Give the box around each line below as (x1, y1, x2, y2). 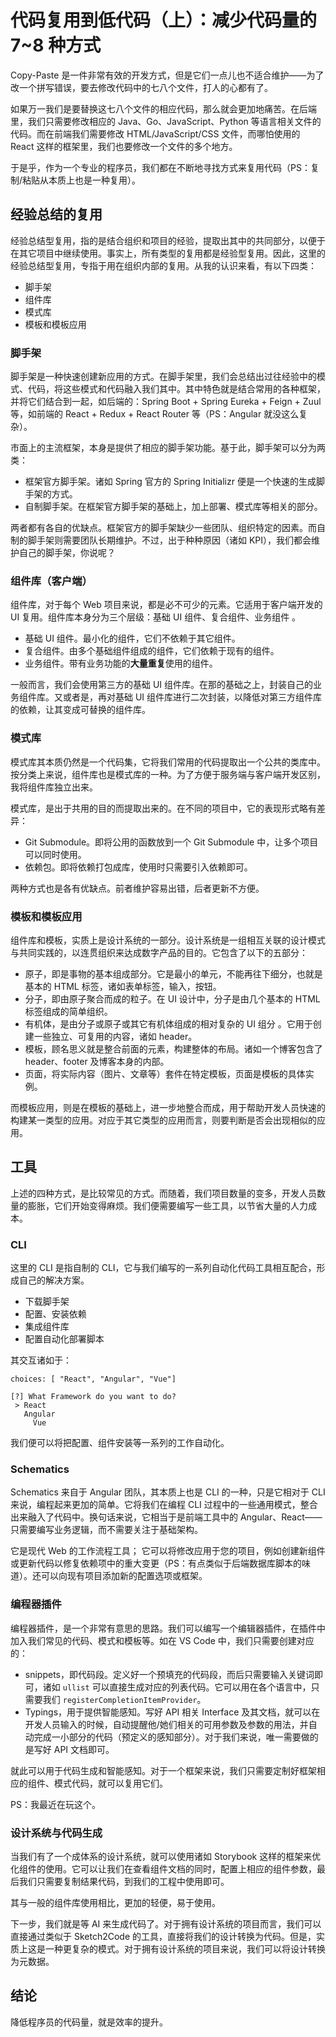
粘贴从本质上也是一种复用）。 (22, 174, 142, 186)
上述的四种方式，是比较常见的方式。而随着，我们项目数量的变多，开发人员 (10, 1187, 317, 1199)
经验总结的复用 (10, 206, 103, 223)
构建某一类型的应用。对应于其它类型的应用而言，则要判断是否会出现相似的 (10, 1114, 317, 1126)
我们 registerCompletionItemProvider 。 (42, 1693, 207, 1705)
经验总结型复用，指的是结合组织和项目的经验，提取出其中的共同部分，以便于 (10, 234, 326, 246)
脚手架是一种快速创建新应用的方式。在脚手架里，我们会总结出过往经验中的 (10, 371, 317, 383)
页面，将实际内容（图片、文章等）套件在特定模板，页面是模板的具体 (24, 1067, 306, 1080)
